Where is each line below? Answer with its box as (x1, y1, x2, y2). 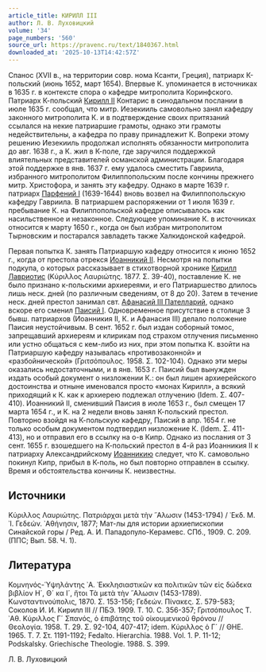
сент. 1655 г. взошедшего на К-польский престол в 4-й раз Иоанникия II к (8, 441, 259, 450)
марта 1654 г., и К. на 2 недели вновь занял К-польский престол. (8, 407, 229, 416)
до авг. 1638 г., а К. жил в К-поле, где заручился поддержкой (8, 146, 216, 156)
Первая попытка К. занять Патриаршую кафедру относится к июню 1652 (8, 247, 256, 255)
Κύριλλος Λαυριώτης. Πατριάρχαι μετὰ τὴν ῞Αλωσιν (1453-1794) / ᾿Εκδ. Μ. (8, 510, 256, 519)
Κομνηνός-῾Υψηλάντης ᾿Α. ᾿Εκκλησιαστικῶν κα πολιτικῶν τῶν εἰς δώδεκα (8, 580, 253, 589)
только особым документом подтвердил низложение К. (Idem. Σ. (8, 424, 230, 433)
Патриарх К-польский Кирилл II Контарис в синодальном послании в (8, 96, 244, 105)
